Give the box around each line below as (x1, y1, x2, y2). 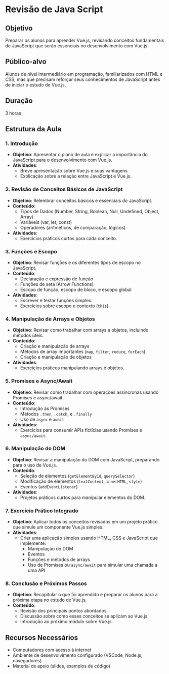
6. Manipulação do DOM (5, 445, 66, 452)
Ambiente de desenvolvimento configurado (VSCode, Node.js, (12, 652, 143, 658)
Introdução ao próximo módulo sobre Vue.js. (20, 619, 113, 625)
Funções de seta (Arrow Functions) (20, 281, 94, 287)
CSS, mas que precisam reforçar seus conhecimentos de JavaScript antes (5, 76, 160, 82)
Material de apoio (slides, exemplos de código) (12, 663, 110, 669)
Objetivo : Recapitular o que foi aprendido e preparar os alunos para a (12, 592, 158, 598)
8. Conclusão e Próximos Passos (5, 580, 87, 587)
